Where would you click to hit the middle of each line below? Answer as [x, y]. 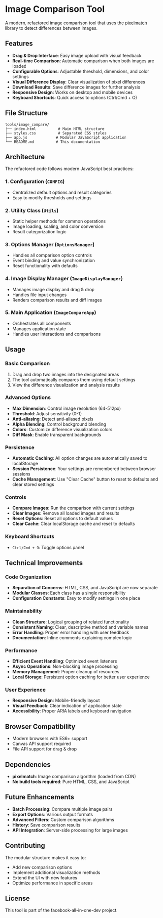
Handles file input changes [39, 295]
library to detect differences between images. [51, 28]
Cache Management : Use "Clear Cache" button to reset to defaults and [85, 479]
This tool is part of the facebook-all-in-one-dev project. [62, 910]
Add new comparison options [42, 867]
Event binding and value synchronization [53, 261]
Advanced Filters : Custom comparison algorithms [63, 820]
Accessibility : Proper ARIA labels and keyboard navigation [72, 711]
